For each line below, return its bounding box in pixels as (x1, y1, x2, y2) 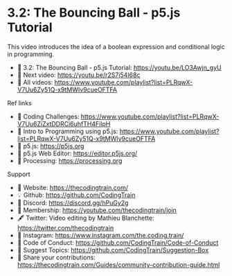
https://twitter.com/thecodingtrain (17, 223, 114, 232)
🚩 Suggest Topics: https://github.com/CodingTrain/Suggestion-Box (17, 245, 209, 254)
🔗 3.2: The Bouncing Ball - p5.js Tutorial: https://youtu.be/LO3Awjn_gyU (17, 63, 222, 71)
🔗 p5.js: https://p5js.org (17, 141, 84, 150)
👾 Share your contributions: (17, 253, 96, 261)
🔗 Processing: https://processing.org (17, 156, 123, 164)
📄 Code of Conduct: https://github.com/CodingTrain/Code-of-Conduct (17, 238, 219, 247)
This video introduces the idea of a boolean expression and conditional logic (7, 42, 225, 51)
